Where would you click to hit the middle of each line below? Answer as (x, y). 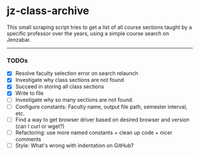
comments (28, 139)
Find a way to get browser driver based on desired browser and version (102, 120)
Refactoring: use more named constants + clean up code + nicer (94, 132)
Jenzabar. (19, 39)
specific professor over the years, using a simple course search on (88, 33)
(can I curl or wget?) (40, 126)
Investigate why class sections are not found (70, 80)
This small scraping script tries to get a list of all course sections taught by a (99, 27)
